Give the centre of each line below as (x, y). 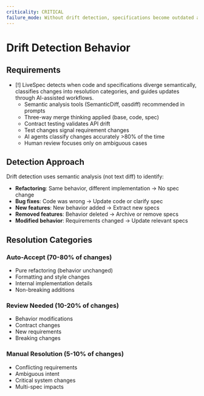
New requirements (38, 332)
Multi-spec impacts (39, 386)
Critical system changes (45, 380)
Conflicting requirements (46, 367)
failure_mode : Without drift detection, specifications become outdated (100, 18)
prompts (35, 111)
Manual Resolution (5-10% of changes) (65, 354)
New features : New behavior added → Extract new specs (87, 208)
